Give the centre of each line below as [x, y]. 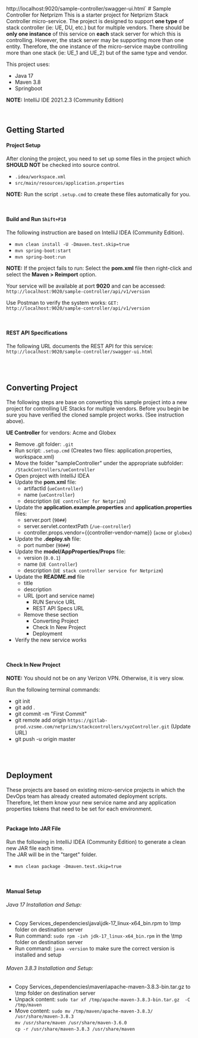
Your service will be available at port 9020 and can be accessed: [86, 286]
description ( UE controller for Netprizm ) [75, 501]
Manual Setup [24, 891]
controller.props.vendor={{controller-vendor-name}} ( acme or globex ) [108, 532]
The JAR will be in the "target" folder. [52, 854]
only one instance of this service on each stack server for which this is [94, 34]
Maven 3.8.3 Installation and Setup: [50, 968]
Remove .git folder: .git [44, 444]
